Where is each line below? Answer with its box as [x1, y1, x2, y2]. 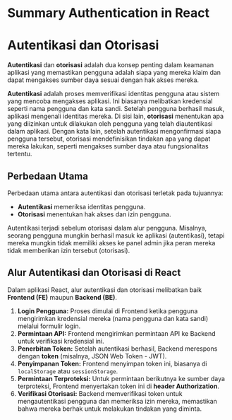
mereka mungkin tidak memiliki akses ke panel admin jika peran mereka [7, 238, 216, 247]
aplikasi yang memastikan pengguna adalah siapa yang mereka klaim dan [7, 69, 221, 77]
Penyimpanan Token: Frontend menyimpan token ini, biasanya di [17, 359, 207, 368]
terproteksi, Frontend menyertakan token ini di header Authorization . [17, 382, 220, 390]
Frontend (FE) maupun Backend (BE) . [7, 293, 118, 301]
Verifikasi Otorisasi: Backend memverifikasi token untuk [17, 389, 183, 397]
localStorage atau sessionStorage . [17, 366, 118, 375]
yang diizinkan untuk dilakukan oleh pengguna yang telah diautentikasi [7, 119, 213, 128]
